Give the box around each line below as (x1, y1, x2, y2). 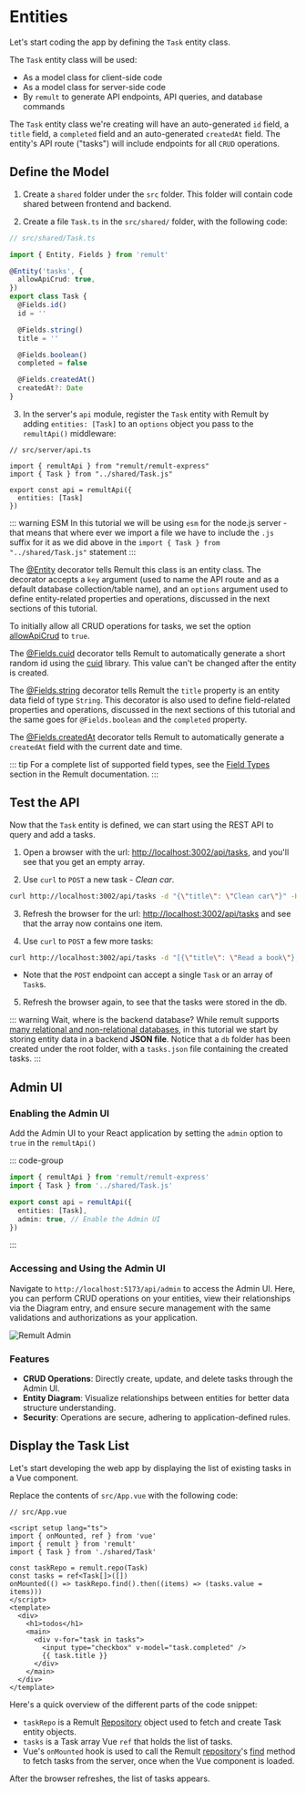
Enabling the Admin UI (9, 1107, 110, 1119)
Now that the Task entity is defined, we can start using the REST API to (9, 819, 274, 830)
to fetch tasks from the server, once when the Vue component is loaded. (22, 1755, 295, 1766)
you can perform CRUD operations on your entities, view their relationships (9, 1293, 291, 1304)
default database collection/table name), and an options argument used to (9, 583, 289, 594)
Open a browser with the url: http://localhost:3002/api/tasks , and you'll (22, 846, 290, 858)
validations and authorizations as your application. (9, 1312, 199, 1323)
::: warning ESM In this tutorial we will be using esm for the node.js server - (9, 517, 288, 528)
